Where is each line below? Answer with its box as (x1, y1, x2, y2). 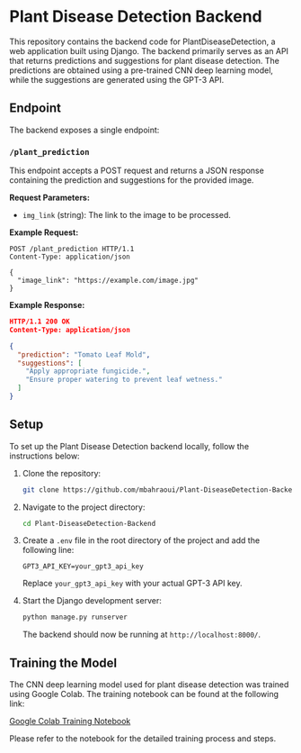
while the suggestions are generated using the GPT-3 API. (9, 74, 225, 85)
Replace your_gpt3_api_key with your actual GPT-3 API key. (22, 578, 243, 589)
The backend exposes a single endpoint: (9, 124, 160, 135)
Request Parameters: (9, 192, 90, 204)
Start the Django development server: (22, 595, 162, 606)
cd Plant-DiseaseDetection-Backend (22, 519, 156, 528)
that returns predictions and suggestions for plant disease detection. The (9, 55, 280, 66)
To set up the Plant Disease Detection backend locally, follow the (9, 440, 250, 451)
